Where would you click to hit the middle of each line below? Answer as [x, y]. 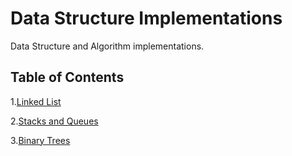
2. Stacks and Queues [54, 121]
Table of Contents [67, 77]
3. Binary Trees [40, 140]
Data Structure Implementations [146, 18]
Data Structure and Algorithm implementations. [107, 46]
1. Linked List [36, 101]
